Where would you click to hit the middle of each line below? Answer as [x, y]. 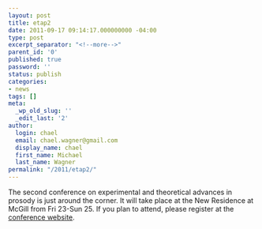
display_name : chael [49, 148]
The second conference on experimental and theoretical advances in [120, 192]
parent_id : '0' [33, 52]
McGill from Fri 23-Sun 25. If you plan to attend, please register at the [121, 209]
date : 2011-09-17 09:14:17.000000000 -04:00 [82, 30]
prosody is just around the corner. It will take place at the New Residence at [131, 201]
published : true [35, 60]
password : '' [30, 67]
